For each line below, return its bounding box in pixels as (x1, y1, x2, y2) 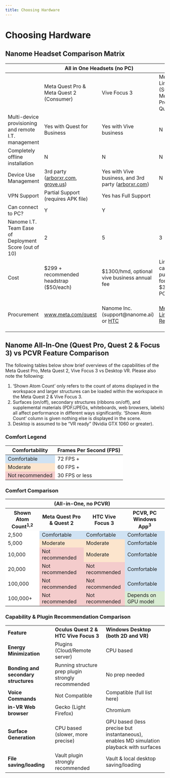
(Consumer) (44, 95, 73, 102)
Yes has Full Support (102, 192, 151, 199)
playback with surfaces (105, 743, 161, 751)
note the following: (5, 373, 44, 379)
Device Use (8, 171, 35, 178)
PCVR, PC (133, 510, 157, 517)
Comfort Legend (5, 433, 47, 440)
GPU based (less (105, 718, 146, 725)
